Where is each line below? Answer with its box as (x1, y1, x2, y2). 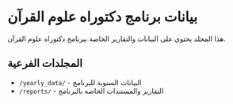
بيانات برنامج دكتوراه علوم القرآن (7, 8, 198, 26)
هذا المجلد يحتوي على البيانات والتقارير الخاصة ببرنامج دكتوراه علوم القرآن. (7, 34, 227, 43)
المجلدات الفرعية (7, 57, 83, 70)
